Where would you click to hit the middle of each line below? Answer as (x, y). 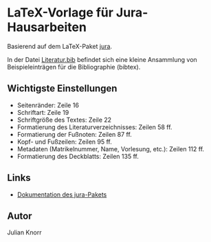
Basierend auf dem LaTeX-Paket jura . (59, 46)
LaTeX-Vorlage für (60, 13)
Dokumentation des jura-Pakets (62, 195)
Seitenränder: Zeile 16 (48, 105)
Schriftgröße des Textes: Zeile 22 (64, 120)
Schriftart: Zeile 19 (43, 112)
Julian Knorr (24, 232)
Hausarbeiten (47, 27)
